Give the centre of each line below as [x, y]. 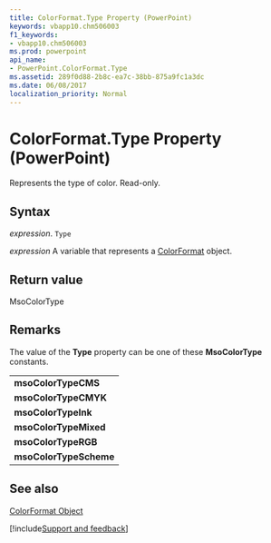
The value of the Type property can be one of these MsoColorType [136, 351]
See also [34, 489]
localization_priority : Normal [68, 94]
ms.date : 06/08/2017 [48, 85]
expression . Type [40, 233]
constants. [29, 361]
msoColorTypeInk [53, 412]
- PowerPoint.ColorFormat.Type [68, 69]
